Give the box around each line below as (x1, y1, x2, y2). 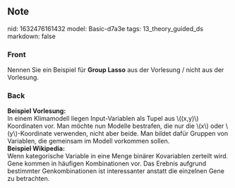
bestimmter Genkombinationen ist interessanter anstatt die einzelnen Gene (7, 167, 224, 175)
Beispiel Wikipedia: (7, 144, 66, 153)
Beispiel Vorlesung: (7, 107, 66, 115)
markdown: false (7, 32, 56, 40)
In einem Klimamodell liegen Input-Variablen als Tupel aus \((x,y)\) (7, 114, 199, 123)
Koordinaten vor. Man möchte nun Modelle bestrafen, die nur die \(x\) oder (7, 122, 224, 130)
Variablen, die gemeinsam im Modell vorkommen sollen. (7, 137, 170, 146)
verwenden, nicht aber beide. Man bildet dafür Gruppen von (53, 129, 228, 138)
